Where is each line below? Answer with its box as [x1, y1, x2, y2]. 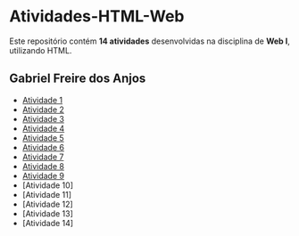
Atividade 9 [21, 170, 65, 181]
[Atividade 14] [21, 217, 74, 228]
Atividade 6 [21, 142, 65, 152]
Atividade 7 [21, 151, 64, 162]
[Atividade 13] [21, 208, 74, 219]
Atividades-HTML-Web [9, 6, 185, 27]
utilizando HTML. [9, 45, 72, 55]
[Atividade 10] [21, 180, 74, 191]
